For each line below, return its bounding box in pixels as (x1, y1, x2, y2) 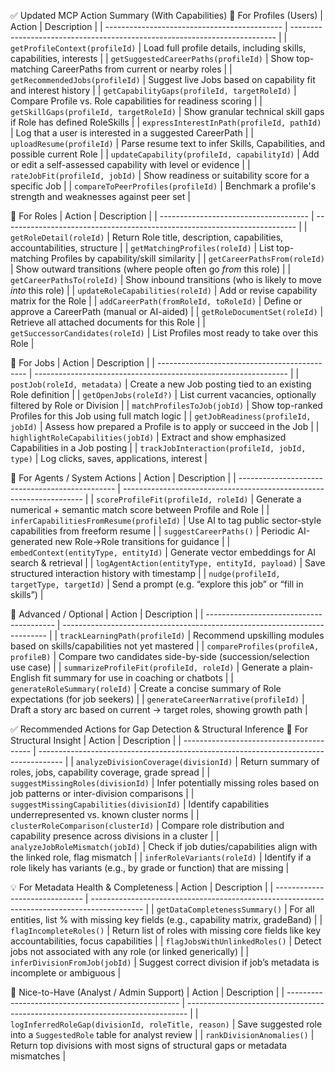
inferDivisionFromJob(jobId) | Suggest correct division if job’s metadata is (10, 956, 320, 968)
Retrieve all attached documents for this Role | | (10, 316, 207, 328)
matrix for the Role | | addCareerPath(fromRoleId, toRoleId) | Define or (10, 295, 303, 307)
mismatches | (10, 1050, 67, 1062)
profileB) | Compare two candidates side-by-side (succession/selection (10, 651, 310, 662)
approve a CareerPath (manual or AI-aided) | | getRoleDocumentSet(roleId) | (10, 306, 324, 317)
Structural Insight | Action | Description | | (10, 735, 182, 746)
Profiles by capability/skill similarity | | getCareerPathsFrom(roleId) (51, 253, 325, 264)
